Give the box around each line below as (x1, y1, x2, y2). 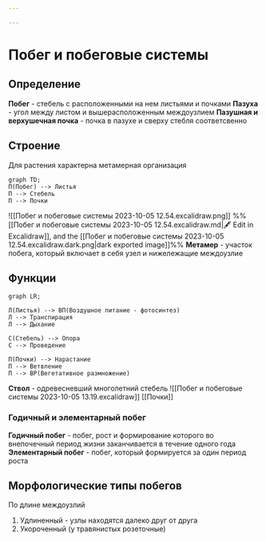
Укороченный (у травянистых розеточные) (19, 524, 166, 534)
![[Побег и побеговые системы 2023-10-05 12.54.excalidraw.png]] (8, 210, 231, 220)
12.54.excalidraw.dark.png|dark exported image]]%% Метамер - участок (8, 239, 253, 249)
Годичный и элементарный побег (8, 412, 146, 423)
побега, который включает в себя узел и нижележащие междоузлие (8, 248, 244, 258)
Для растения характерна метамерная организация (8, 160, 187, 170)
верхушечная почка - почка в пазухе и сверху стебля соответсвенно (8, 115, 248, 125)
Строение (8, 139, 61, 153)
